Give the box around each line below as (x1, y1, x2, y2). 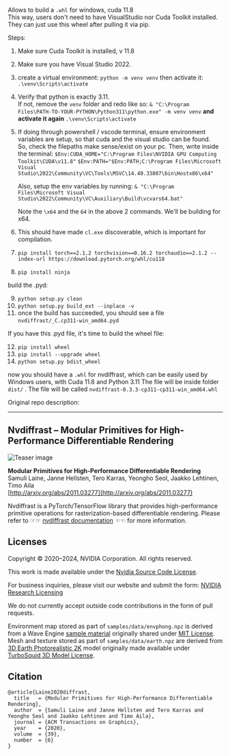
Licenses (8, 536, 47, 548)
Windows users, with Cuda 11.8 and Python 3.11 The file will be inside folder (8, 378, 219, 386)
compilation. (17, 236, 53, 243)
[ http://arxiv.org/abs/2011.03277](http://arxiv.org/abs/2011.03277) (8, 488, 193, 496)
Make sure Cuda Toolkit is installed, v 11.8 (17, 47, 135, 55)
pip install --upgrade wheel (17, 351, 101, 358)
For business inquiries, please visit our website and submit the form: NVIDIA (8, 581, 222, 589)
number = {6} (14, 737, 54, 744)
